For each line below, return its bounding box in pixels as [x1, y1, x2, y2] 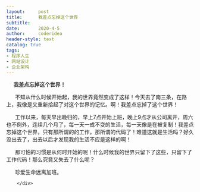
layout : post [6, 8, 49, 15]
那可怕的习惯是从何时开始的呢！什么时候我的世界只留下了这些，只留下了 [14, 149, 192, 156]
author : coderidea [6, 31, 62, 37]
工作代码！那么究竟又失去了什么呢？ [6, 156, 95, 163]
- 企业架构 [6, 64, 30, 70]
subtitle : [6, 20, 31, 26]
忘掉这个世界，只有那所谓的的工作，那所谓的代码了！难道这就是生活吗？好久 [6, 128, 194, 136]
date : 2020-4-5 [6, 25, 60, 32]
